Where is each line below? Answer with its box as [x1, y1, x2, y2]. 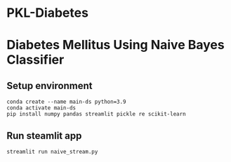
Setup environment [6, 79, 93, 92]
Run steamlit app [6, 130, 82, 142]
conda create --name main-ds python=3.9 [6, 98, 127, 106]
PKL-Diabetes [6, 5, 89, 21]
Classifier [6, 52, 65, 68]
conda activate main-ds [6, 104, 77, 112]
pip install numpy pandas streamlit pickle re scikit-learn [6, 111, 187, 118]
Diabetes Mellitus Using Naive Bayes [6, 37, 225, 53]
